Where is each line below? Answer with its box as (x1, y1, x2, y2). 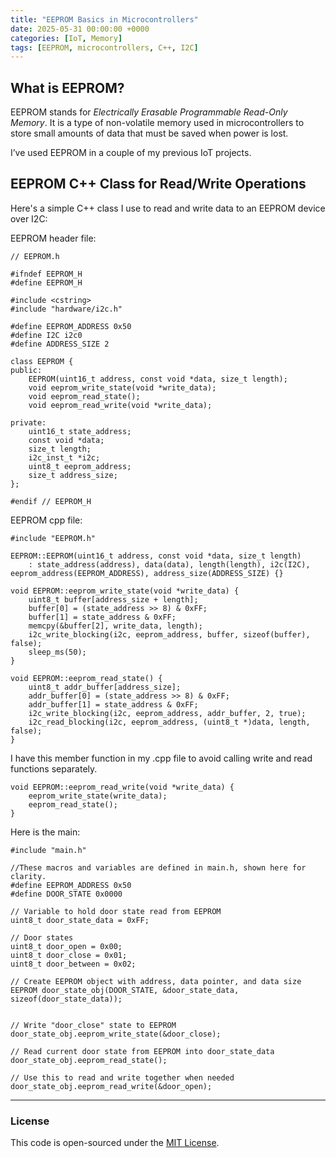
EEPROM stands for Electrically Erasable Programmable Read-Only (10, 106, 288, 118)
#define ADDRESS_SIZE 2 (10, 339, 110, 349)
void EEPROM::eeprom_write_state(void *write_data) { (10, 586, 240, 596)
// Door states (10, 932, 74, 943)
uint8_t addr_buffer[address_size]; (28, 682, 182, 692)
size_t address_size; (28, 470, 118, 480)
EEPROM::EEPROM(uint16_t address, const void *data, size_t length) (10, 551, 302, 561)
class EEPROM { (10, 356, 74, 366)
